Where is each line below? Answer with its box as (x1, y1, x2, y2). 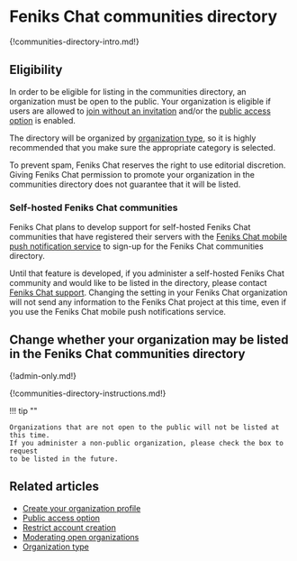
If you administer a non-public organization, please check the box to (9, 438, 283, 447)
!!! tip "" (9, 405, 38, 416)
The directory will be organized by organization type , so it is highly (9, 133, 256, 143)
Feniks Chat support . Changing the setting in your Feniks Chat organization (9, 287, 288, 299)
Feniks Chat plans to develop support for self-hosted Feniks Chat (9, 222, 251, 233)
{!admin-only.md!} (9, 370, 77, 381)
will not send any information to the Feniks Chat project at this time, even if (9, 297, 286, 308)
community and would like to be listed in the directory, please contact (9, 278, 267, 289)
